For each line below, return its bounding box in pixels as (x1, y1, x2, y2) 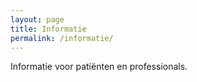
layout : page (10, 14, 65, 25)
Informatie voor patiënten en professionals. (10, 61, 188, 73)
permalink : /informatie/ (10, 33, 114, 43)
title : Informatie (10, 24, 87, 34)
